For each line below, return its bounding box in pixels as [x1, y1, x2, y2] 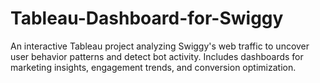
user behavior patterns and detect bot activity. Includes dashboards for [10, 50, 304, 62]
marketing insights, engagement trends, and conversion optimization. [10, 61, 297, 73]
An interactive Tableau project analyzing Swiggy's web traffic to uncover [10, 40, 310, 52]
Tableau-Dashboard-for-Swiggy [10, 7, 284, 30]
